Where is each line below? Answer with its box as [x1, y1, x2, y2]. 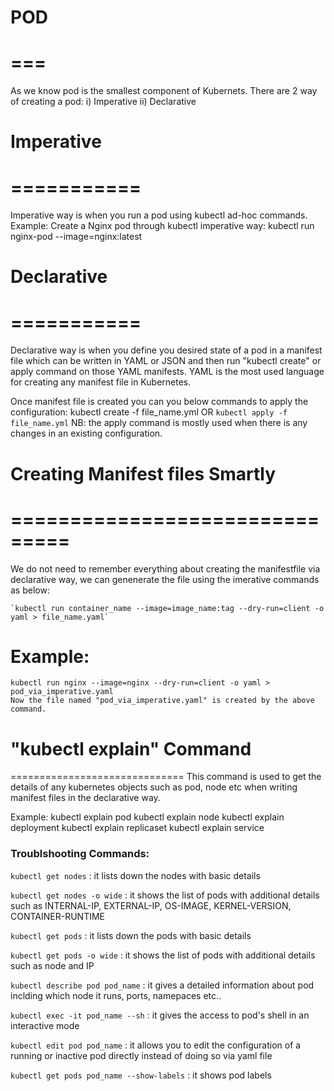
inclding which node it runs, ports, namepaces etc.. [10, 989, 222, 1001]
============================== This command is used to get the [10, 771, 322, 783]
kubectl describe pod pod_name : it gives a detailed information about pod [10, 979, 315, 991]
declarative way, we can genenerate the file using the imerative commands [10, 573, 320, 585]
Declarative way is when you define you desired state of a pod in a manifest [10, 344, 323, 356]
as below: [10, 584, 50, 596]
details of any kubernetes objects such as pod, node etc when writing [10, 781, 298, 793]
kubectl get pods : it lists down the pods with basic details [10, 929, 252, 941]
